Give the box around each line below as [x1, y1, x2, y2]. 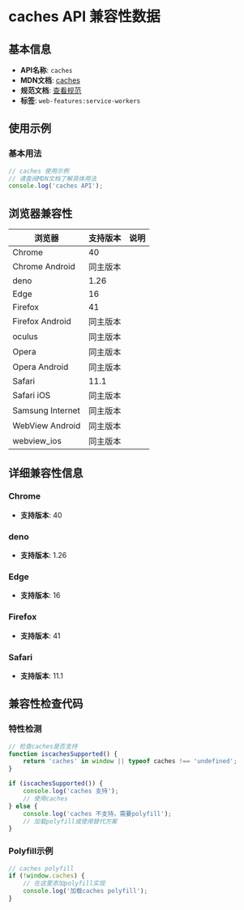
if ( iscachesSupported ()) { [8, 779, 104, 788]
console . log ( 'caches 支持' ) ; [23, 788, 119, 796]
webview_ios [12, 436, 62, 447]
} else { [8, 802, 38, 810]
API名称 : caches [19, 66, 73, 75]
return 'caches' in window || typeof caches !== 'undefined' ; [23, 758, 238, 766]
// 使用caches [23, 794, 68, 803]
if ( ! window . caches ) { [8, 872, 85, 880]
